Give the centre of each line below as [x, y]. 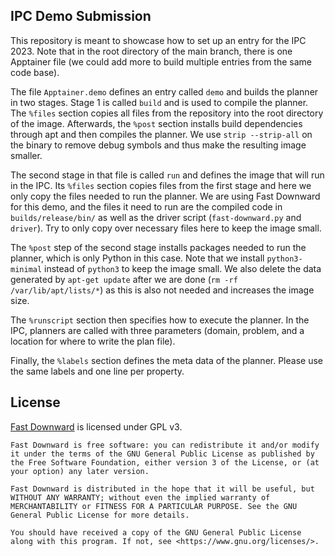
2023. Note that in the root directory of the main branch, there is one [151, 51]
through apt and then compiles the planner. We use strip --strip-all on [161, 134]
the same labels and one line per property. [97, 371]
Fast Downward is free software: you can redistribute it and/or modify [165, 445]
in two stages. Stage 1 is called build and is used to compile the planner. [159, 102]
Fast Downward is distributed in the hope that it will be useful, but [162, 489]
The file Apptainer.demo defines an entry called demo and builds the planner [164, 91]
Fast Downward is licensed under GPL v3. [96, 426]
